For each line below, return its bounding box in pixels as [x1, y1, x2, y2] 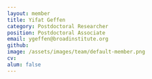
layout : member [7, 10, 51, 17]
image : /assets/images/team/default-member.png [7, 49, 146, 56]
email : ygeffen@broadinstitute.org [7, 36, 109, 43]
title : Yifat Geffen [7, 16, 66, 23]
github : [7, 42, 29, 49]
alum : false [7, 61, 41, 68]
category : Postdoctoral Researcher [7, 23, 109, 30]
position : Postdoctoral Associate [7, 29, 106, 36]
